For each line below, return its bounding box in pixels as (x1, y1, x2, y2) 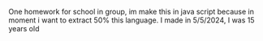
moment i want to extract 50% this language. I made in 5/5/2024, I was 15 (8, 15, 255, 25)
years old (8, 24, 40, 33)
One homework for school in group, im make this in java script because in (8, 7, 254, 16)
